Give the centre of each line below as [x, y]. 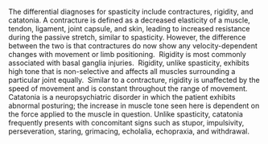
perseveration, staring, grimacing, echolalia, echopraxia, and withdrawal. [129, 131]
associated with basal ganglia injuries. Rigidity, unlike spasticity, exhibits [129, 63]
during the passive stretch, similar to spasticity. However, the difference [128, 37]
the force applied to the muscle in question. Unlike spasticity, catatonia [126, 114]
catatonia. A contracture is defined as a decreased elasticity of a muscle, [130, 20]
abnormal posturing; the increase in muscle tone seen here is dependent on [134, 105]
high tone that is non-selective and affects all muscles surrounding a [122, 71]
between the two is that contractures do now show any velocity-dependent [133, 46]
